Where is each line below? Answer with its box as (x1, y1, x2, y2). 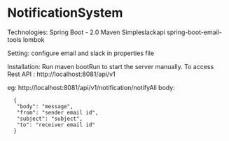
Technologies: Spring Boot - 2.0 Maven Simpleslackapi (7, 28, 166, 36)
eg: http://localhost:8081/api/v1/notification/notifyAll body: (7, 83, 175, 91)
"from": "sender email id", (16, 109, 99, 116)
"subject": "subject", (16, 115, 83, 122)
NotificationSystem (7, 5, 123, 21)
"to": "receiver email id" (16, 121, 96, 128)
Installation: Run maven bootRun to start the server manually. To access (7, 62, 214, 70)
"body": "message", (16, 103, 74, 110)
